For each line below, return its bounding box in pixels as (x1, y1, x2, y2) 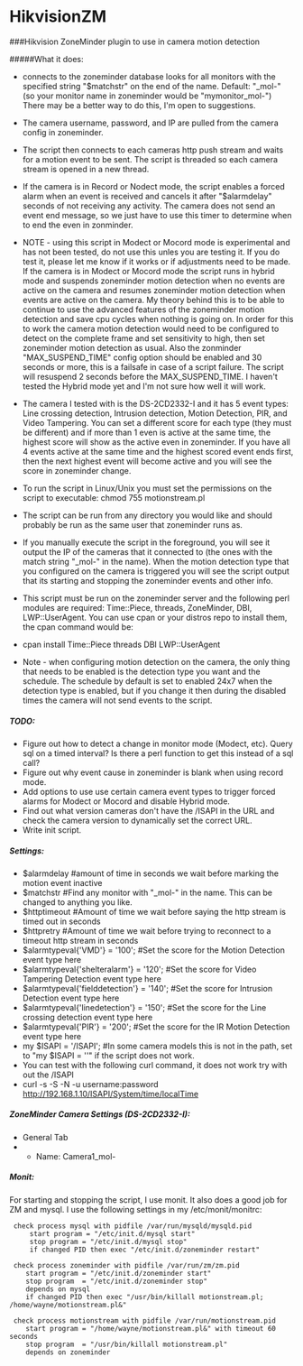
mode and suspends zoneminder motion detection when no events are (22, 275, 286, 286)
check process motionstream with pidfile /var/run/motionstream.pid (13, 1315, 277, 1325)
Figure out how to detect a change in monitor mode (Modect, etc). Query (22, 738, 293, 749)
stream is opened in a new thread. (22, 163, 150, 174)
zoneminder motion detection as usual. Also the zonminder (22, 342, 242, 353)
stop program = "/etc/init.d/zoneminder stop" (25, 1277, 207, 1286)
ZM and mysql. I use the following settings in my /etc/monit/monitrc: (9, 1204, 262, 1214)
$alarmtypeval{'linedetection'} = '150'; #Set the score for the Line (22, 1001, 267, 1012)
